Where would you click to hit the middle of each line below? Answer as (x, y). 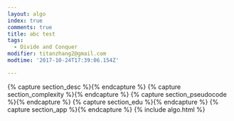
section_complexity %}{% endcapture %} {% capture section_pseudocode (117, 94)
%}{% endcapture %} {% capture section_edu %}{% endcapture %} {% (113, 102)
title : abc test (31, 34)
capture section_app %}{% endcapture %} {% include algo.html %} (106, 109)
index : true (25, 21)
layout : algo (27, 14)
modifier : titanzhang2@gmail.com (57, 54)
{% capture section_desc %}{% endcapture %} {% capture (94, 87)
